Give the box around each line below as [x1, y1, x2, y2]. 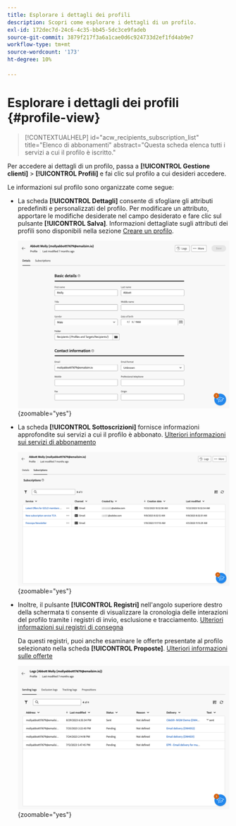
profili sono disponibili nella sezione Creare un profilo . [17, 226, 174, 235]
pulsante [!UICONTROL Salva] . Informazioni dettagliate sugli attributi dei [17, 219, 228, 227]
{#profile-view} [7, 109, 101, 126]
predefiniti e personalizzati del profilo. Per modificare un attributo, [17, 204, 209, 212]
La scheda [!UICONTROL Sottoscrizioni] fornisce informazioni [17, 423, 199, 431]
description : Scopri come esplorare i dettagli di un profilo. [7, 18, 197, 26]
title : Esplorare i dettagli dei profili [7, 11, 131, 18]
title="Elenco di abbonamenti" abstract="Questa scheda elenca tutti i [24, 140, 225, 149]
